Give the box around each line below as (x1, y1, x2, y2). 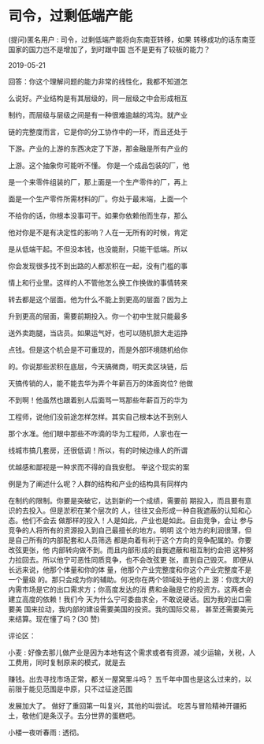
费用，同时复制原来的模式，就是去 (14, 657, 126, 667)
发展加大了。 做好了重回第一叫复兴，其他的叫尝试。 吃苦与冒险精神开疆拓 (8, 701, 247, 710)
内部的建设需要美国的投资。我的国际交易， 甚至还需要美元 (65, 604, 254, 614)
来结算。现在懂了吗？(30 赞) (8, 614, 100, 623)
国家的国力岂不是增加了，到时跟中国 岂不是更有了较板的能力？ (8, 44, 210, 54)
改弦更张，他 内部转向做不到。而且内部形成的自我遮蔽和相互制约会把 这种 (8, 545, 247, 555)
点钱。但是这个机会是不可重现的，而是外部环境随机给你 (8, 345, 188, 354)
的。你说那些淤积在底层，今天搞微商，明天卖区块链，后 (8, 361, 188, 371)
